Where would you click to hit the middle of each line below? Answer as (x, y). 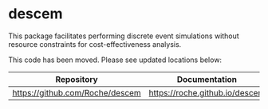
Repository (77, 79)
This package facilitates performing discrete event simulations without (124, 36)
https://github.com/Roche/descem (77, 92)
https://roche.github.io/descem (207, 92)
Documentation (207, 79)
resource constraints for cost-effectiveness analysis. (95, 44)
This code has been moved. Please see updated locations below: (115, 60)
